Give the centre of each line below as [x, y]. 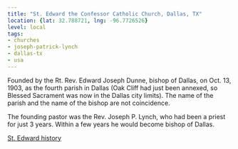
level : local [27, 27]
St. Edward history [35, 138]
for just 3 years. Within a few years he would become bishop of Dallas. [111, 124]
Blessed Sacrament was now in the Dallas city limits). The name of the [110, 95]
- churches [24, 40]
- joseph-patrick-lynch [43, 47]
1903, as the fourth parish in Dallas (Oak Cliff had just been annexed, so [113, 88]
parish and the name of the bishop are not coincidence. [89, 103]
